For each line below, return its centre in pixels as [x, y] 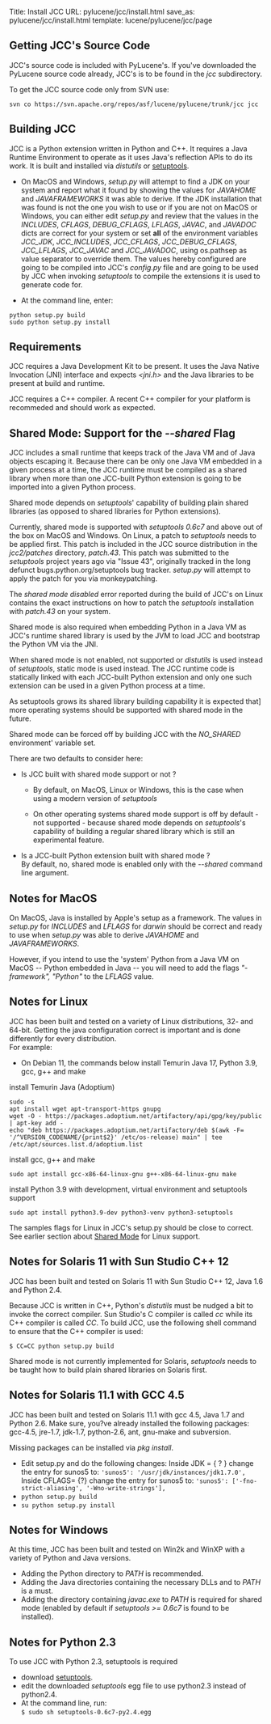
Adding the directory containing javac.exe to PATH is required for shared [142, 1599]
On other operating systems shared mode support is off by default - [146, 814]
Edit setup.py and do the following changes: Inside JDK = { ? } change [137, 1463]
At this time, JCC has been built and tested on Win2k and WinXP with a [127, 1549]
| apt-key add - [36, 1123]
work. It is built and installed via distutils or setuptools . [99, 166]
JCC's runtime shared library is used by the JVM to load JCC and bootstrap [135, 636]
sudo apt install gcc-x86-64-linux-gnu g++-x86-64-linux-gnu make [123, 1174]
